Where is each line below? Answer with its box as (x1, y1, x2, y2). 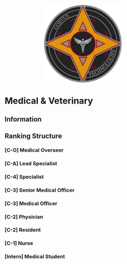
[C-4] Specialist (4, 173, 44, 180)
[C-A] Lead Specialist (4, 160, 58, 167)
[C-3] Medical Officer (4, 200, 58, 207)
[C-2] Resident (4, 226, 41, 233)
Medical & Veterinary (4, 95, 93, 107)
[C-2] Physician (4, 213, 43, 220)
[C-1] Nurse (4, 240, 33, 247)
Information (4, 115, 42, 124)
